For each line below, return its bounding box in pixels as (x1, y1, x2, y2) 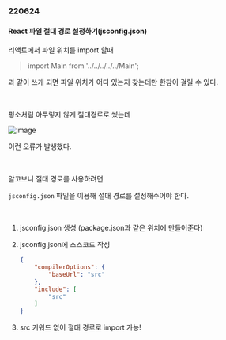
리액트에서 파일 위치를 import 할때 (8, 45, 114, 55)
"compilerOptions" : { (34, 263, 105, 271)
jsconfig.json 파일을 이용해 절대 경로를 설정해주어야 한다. (8, 191, 190, 201)
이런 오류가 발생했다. (8, 142, 72, 151)
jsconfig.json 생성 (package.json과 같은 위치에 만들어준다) (19, 223, 203, 233)
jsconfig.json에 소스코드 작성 (19, 240, 111, 250)
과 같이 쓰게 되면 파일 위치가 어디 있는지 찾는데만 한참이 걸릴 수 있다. (8, 78, 219, 87)
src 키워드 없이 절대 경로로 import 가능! (19, 323, 142, 332)
